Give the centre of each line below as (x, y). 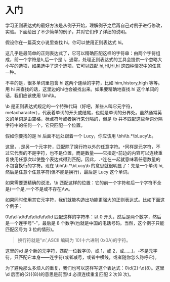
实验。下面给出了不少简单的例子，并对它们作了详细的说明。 (67, 31)
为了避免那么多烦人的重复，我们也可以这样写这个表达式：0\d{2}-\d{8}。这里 (85, 268)
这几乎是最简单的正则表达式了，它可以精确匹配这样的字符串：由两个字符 (80, 53)
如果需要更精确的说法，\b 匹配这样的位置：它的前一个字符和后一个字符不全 (83, 182)
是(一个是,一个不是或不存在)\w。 (39, 189)
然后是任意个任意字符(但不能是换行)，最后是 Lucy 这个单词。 (69, 172)
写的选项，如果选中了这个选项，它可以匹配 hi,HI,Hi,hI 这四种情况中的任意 (85, 66)
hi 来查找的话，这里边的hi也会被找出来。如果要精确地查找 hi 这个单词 (82, 89)
